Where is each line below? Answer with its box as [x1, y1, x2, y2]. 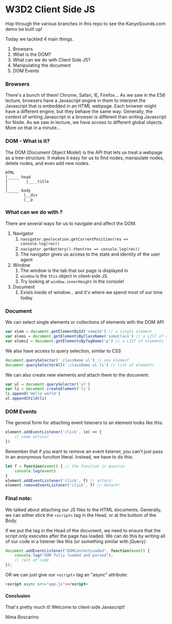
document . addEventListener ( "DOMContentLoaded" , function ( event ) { [5, 548, 150, 553]
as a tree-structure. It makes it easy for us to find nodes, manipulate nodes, [5, 155, 164, 161]
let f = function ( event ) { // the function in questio [5, 464, 125, 469]
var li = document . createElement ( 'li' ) [5, 386, 91, 391]
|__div [24, 192, 38, 198]
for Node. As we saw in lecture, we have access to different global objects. [5, 119, 163, 126]
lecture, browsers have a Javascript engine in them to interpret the [5, 97, 146, 103]
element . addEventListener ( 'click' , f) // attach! [5, 478, 114, 483]
